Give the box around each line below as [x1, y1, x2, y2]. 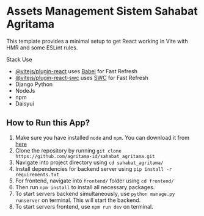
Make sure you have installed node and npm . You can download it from [15, 134, 189, 141]
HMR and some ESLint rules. [6, 44, 78, 51]
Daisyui [15, 99, 35, 107]
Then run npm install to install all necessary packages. [15, 183, 155, 190]
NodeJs [15, 87, 35, 94]
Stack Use [6, 56, 32, 63]
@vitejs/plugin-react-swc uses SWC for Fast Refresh [15, 74, 148, 81]
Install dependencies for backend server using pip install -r [15, 165, 172, 172]
